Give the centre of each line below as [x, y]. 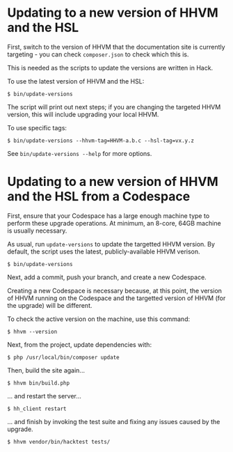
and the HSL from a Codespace [99, 197]
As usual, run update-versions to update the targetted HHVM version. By [111, 244]
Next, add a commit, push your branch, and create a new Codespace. [107, 277]
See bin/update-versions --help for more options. [80, 153]
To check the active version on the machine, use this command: [98, 319]
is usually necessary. [37, 231]
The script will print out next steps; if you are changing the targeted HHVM [114, 107]
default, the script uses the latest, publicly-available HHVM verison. [104, 251]
